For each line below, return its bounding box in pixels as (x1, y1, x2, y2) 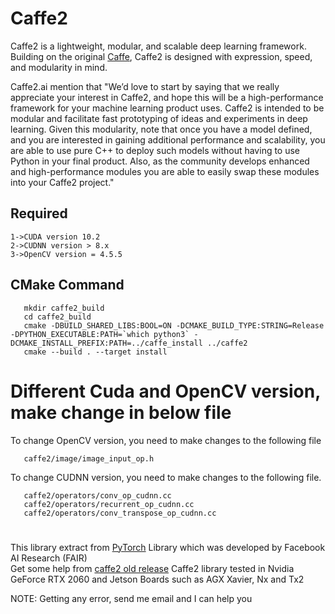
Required (10, 205, 68, 222)
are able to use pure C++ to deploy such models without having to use (10, 144, 301, 156)
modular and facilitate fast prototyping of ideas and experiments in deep (10, 112, 308, 124)
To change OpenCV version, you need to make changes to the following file (10, 434, 322, 446)
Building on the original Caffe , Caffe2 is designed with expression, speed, (10, 50, 313, 62)
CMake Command (10, 277, 125, 294)
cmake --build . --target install (23, 347, 168, 357)
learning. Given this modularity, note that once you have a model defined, (10, 123, 313, 135)
